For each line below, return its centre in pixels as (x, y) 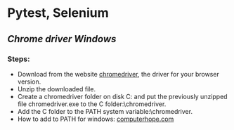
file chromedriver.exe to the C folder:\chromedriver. (92, 104)
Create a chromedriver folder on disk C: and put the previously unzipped (122, 96)
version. (29, 82)
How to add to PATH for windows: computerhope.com (96, 119)
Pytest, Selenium (58, 13)
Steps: (19, 59)
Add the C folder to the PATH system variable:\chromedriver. (105, 111)
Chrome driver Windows (62, 39)
